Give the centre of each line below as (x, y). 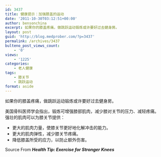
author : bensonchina (26, 23)
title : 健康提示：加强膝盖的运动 (35, 14)
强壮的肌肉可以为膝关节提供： (35, 117)
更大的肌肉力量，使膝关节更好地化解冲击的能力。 (61, 127)
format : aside (20, 86)
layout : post (18, 32)
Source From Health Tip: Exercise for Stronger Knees (60, 149)
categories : (17, 64)
